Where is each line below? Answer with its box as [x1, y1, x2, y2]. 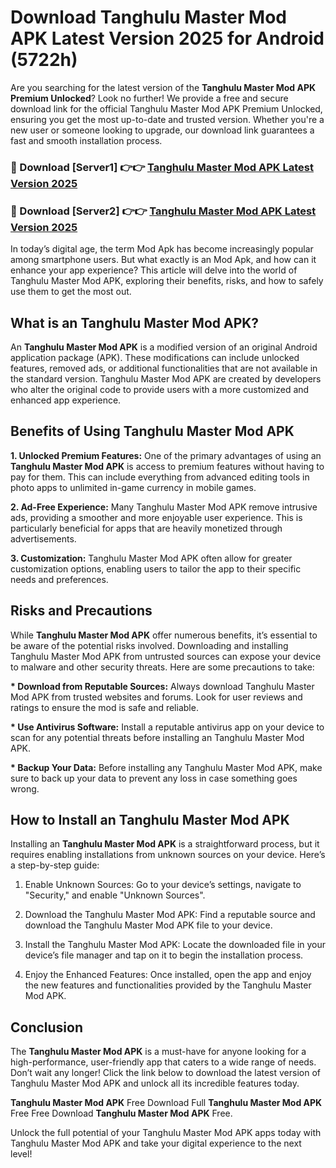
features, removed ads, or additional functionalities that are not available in [10, 362, 318, 374]
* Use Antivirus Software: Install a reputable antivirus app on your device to [10, 721, 325, 733]
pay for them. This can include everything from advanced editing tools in [10, 471, 310, 483]
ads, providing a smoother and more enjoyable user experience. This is [10, 511, 303, 523]
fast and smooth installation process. [10, 134, 163, 146]
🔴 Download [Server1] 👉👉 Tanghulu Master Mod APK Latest [10, 160, 314, 174]
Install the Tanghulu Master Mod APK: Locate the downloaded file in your [24, 939, 327, 951]
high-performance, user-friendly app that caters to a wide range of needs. [10, 1056, 317, 1068]
